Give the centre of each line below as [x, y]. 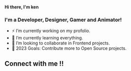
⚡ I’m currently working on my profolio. [51, 31]
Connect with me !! [34, 64]
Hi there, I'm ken [22, 7]
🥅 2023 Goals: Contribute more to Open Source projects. [69, 48]
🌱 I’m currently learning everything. [47, 37]
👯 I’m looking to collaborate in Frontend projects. [61, 43]
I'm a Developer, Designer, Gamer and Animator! [63, 20]
